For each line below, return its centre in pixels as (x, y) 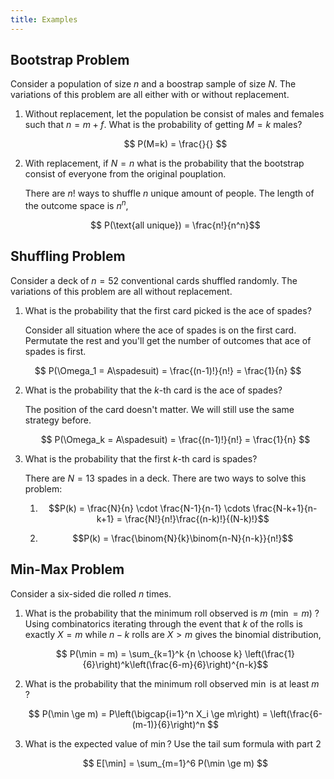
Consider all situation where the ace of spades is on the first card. (160, 330)
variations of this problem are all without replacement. (121, 291)
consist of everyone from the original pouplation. (125, 174)
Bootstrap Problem (70, 60)
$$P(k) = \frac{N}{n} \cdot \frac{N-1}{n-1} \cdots (149, 508)
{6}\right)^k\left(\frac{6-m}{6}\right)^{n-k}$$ (175, 664)
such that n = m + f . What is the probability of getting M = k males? (163, 125)
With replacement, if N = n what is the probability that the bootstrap (164, 163)
